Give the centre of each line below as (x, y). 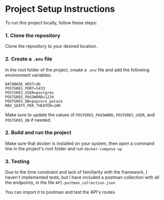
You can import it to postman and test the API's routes (60, 192)
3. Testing (17, 161)
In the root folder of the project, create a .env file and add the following (77, 69)
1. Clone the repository (33, 35)
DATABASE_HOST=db (23, 84)
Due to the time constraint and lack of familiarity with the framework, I (76, 172)
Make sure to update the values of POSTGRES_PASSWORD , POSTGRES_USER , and (80, 115)
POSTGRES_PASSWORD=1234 (30, 97)
